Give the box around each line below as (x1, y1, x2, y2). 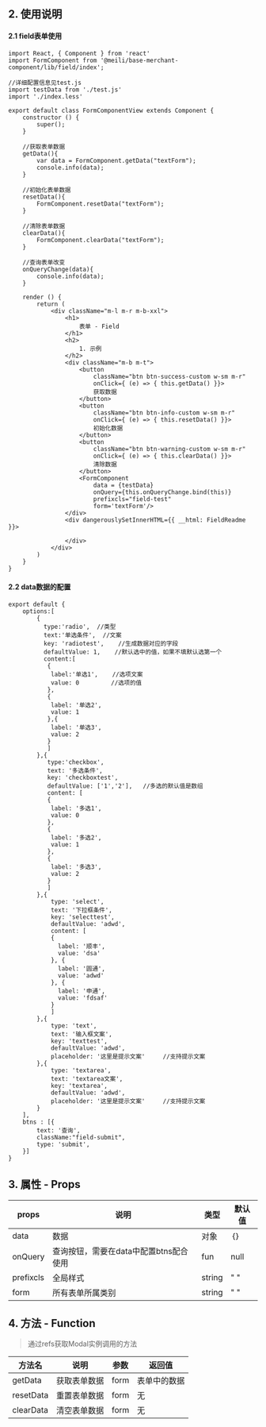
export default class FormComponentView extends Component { (8, 106, 215, 114)
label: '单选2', (50, 701, 102, 709)
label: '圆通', (58, 964, 105, 973)
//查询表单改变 (22, 258, 66, 266)
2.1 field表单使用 (8, 31, 63, 40)
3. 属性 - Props (8, 1178, 81, 1191)
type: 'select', (50, 897, 104, 905)
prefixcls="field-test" (93, 495, 172, 503)
